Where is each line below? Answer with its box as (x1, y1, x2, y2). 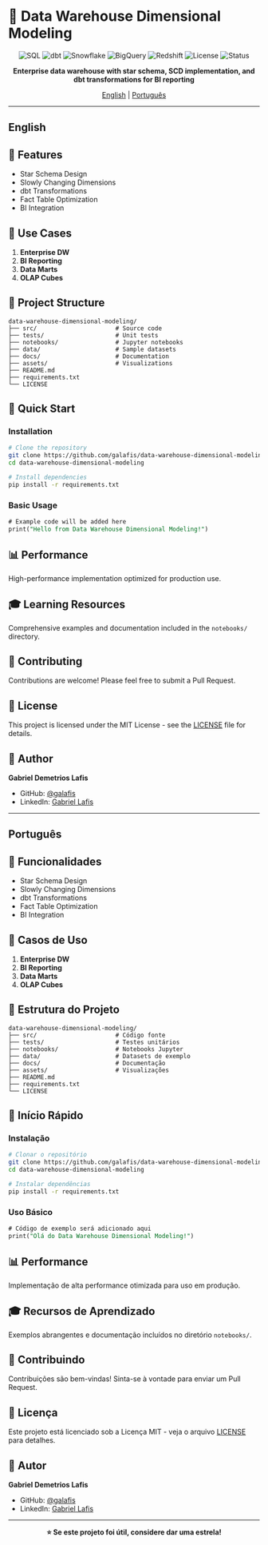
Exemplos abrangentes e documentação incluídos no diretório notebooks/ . (8, 1330, 252, 1340)
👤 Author (8, 751, 53, 766)
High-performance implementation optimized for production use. (8, 573, 222, 583)
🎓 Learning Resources (8, 598, 126, 611)
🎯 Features (8, 148, 63, 161)
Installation (8, 426, 53, 437)
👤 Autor (8, 1459, 47, 1472)
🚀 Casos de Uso (8, 933, 88, 946)
